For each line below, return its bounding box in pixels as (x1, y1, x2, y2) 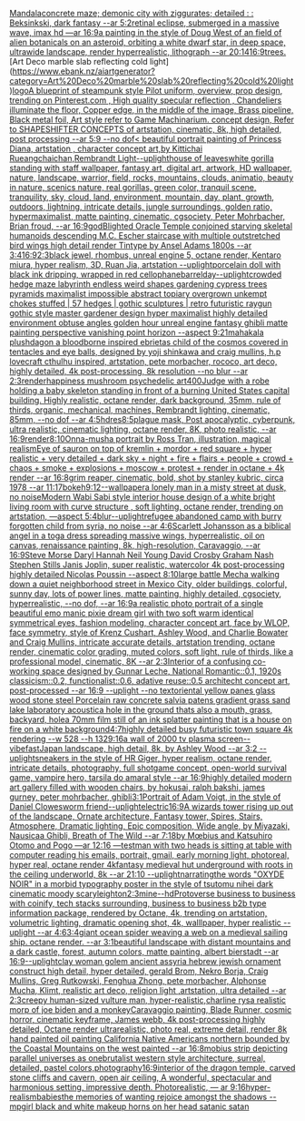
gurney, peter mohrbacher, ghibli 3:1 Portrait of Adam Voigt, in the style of (9, 791, 281, 802)
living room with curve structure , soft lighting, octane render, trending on (9, 501, 284, 512)
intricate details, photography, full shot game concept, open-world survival (9, 762, 288, 773)
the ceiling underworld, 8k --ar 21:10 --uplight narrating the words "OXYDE (9, 869, 285, 880)
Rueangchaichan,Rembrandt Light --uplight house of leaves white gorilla (9, 153, 274, 163)
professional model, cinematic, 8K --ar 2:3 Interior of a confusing (9, 656, 251, 667)
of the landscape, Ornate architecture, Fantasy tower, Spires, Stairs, (9, 810, 263, 821)
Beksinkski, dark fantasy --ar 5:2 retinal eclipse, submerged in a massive (9, 17, 280, 28)
